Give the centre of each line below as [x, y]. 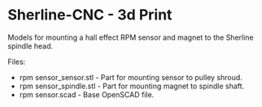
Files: [17, 62]
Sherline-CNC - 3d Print [90, 15]
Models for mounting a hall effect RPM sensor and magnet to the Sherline [131, 37]
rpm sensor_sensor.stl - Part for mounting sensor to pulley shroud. [131, 77]
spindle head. [31, 45]
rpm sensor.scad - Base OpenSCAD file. [87, 94]
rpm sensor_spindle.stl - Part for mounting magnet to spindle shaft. [132, 86]
